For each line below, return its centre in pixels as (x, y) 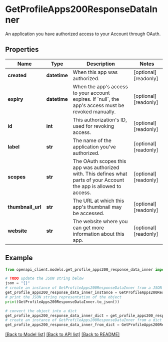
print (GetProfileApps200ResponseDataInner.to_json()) (62, 302)
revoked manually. (94, 111)
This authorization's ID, (100, 120)
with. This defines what (100, 174)
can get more (88, 228)
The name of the (92, 140)
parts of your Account (98, 180)
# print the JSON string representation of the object (63, 297)
